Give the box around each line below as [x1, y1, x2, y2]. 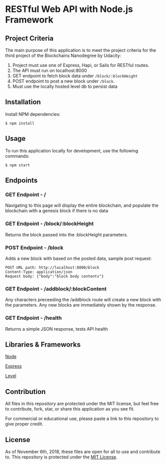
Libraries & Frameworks [5, 340, 81, 349]
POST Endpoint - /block [5, 244, 63, 251]
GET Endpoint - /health [5, 315, 62, 322]
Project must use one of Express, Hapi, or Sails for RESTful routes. [12, 62, 149, 68]
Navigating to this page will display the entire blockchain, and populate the [5, 202, 158, 208]
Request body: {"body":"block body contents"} [5, 274, 104, 279]
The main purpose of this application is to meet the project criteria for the [5, 47, 156, 53]
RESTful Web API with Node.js [5, 3, 133, 15]
